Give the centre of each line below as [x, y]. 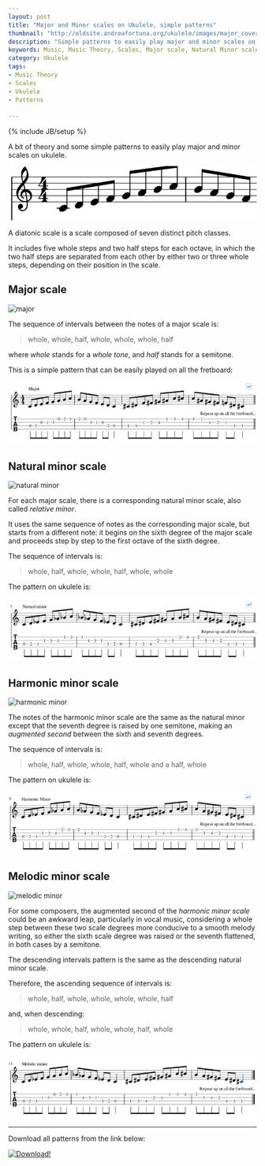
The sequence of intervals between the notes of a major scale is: [114, 324]
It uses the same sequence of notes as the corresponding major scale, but [129, 524]
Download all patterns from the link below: [77, 1138]
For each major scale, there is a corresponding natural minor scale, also [125, 500]
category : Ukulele [38, 58]
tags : [17, 67]
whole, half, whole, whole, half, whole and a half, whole [117, 765]
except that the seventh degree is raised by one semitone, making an [120, 726]
